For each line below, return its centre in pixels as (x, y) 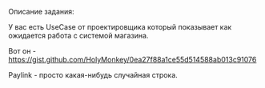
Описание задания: (41, 12)
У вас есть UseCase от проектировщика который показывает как (120, 27)
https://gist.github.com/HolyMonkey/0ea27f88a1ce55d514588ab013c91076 (132, 60)
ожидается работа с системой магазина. (78, 36)
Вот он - (22, 51)
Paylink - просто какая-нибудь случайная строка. (93, 75)
